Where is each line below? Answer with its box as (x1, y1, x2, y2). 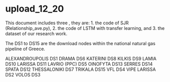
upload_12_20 (5, 3, 64, 15)
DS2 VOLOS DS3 (5, 71, 41, 77)
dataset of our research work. (5, 30, 67, 36)
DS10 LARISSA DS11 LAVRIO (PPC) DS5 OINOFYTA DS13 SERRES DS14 (5, 61, 153, 67)
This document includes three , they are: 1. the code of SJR (5, 20, 129, 26)
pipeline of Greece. (5, 46, 46, 52)
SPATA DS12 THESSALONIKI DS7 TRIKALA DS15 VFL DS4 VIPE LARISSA (5, 66, 156, 72)
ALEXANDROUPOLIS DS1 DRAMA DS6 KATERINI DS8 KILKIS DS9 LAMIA (5, 55, 157, 61)
